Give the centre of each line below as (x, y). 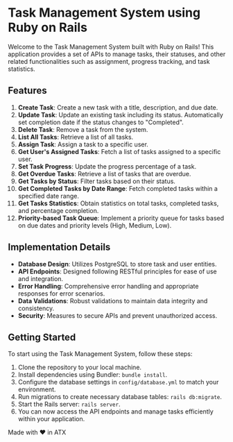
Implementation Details (59, 247)
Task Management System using (104, 13)
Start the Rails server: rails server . (69, 405)
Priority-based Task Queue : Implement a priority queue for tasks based (121, 218)
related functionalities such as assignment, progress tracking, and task (109, 61)
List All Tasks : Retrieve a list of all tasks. (76, 137)
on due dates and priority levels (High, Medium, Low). (95, 225)
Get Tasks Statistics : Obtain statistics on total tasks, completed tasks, (118, 203)
